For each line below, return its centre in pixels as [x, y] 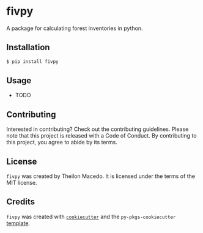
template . [18, 223]
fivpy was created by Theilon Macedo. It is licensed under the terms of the [101, 176]
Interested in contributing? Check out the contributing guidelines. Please [98, 129]
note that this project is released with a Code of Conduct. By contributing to [102, 136]
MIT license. [22, 183]
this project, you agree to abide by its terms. [62, 142]
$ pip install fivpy [33, 61]
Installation [28, 47]
